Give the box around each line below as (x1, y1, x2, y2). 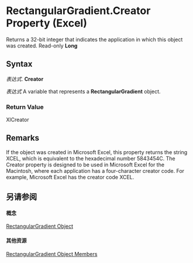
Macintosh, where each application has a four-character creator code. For (6, 167, 185, 174)
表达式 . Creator (6, 75, 44, 83)
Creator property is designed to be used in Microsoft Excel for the (6, 161, 165, 168)
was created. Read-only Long (6, 42, 78, 49)
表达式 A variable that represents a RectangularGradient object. (6, 88, 161, 95)
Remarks (6, 133, 40, 143)
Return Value (6, 103, 44, 111)
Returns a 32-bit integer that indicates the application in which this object (6, 36, 183, 43)
